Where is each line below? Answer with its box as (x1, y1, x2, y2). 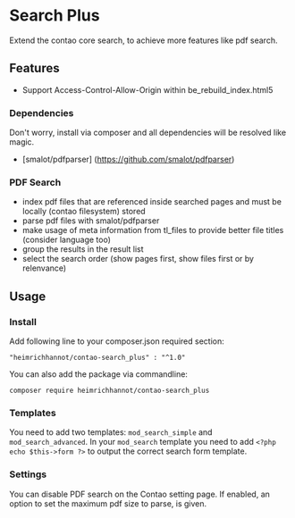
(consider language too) (21, 234, 112, 246)
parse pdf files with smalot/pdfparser (21, 215, 160, 226)
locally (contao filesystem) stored (21, 206, 146, 217)
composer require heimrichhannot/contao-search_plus (9, 386, 210, 396)
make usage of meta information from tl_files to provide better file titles (21, 225, 284, 236)
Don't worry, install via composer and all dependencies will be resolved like (9, 127, 287, 138)
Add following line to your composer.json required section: (9, 336, 225, 347)
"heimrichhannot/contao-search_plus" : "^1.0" (9, 354, 186, 363)
